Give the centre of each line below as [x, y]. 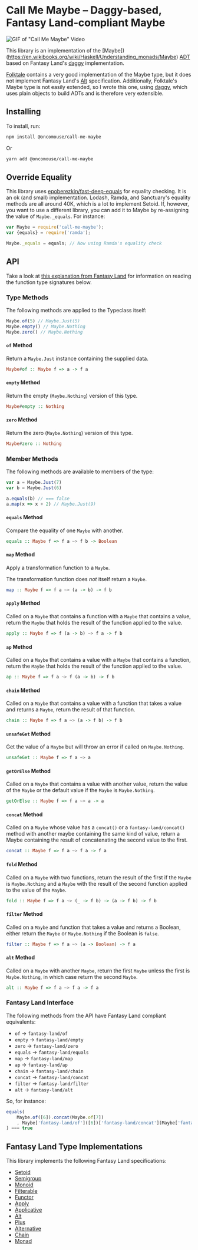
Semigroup [28, 1179]
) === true [19, 1128]
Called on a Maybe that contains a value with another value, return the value [97, 784]
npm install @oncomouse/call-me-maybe [54, 137]
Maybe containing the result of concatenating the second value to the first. [97, 840]
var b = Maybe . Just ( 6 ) [34, 488]
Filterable [26, 1191]
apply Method [23, 603]
